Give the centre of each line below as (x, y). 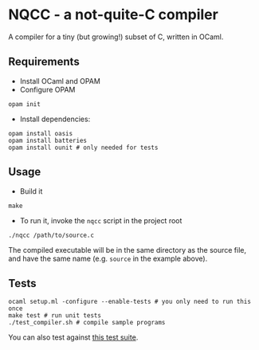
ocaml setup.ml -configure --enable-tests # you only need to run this (129, 302)
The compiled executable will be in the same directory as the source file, (128, 250)
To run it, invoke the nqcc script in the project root (101, 220)
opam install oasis (41, 133)
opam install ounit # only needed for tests (83, 147)
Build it (31, 191)
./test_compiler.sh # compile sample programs (87, 323)
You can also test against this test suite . (73, 337)
